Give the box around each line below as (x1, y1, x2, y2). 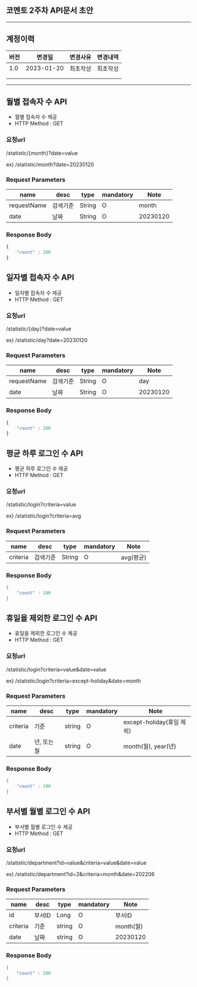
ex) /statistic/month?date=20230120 (6, 161, 94, 168)
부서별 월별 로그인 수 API (6, 806, 90, 817)
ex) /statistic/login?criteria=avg (6, 512, 81, 519)
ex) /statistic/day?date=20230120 (6, 337, 88, 344)
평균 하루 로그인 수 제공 (14, 465, 69, 472)
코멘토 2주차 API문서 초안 (6, 5, 94, 16)
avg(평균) (121, 553, 147, 562)
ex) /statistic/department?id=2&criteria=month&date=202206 (6, 871, 155, 878)
